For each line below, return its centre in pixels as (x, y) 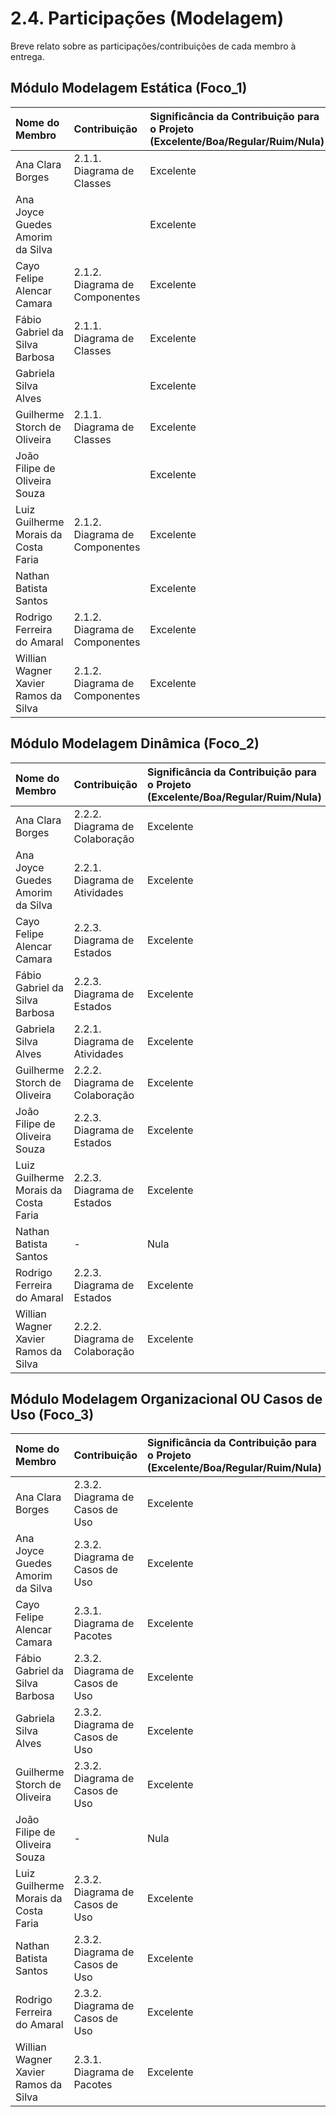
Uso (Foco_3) (52, 1414)
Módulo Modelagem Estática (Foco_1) (129, 88)
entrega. (27, 56)
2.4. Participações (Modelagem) (147, 18)
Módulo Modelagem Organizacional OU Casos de (166, 1398)
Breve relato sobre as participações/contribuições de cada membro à (153, 46)
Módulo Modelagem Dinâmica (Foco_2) (135, 743)
